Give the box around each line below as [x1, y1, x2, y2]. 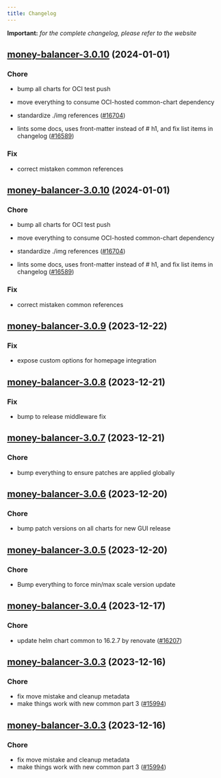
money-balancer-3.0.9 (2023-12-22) [7, 320, 168, 332]
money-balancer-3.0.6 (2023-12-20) [7, 488, 168, 500]
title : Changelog [7, 10, 57, 17]
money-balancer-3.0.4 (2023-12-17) [7, 600, 166, 612]
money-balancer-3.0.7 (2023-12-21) [7, 433, 166, 444]
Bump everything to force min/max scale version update [16, 581, 176, 589]
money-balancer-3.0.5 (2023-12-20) [7, 544, 168, 556]
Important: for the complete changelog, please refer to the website [7, 29, 197, 37]
